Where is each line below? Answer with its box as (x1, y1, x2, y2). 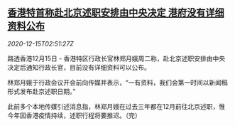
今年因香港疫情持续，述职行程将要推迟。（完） (7, 111, 141, 120)
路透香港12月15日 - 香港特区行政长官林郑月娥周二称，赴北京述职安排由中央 (7, 54, 226, 63)
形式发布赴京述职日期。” (7, 87, 76, 95)
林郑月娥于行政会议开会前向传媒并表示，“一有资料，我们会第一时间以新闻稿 (7, 78, 229, 87)
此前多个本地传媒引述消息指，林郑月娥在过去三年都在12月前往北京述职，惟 (7, 102, 226, 110)
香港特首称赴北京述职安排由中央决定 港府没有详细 (7, 6, 224, 19)
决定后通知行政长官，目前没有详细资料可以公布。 (7, 63, 151, 71)
